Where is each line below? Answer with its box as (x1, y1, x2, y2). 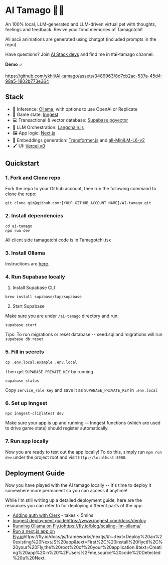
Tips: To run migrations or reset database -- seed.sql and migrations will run (5, 331, 163, 338)
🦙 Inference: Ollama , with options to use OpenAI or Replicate (12, 106, 138, 112)
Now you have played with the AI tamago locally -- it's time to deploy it (5, 482, 151, 488)
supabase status (5, 378, 39, 383)
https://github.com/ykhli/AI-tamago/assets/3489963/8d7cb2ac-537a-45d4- (5, 73, 163, 79)
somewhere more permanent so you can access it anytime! (5, 488, 128, 494)
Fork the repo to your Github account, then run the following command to (5, 186, 156, 192)
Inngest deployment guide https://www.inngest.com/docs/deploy (12, 518, 146, 524)
